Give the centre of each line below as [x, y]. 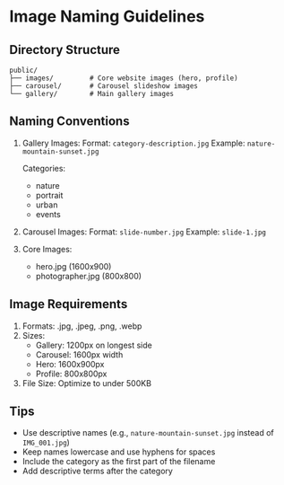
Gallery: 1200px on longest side [94, 345]
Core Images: [47, 249]
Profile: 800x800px [71, 374]
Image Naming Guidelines [107, 17]
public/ [24, 70]
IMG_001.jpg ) [46, 443]
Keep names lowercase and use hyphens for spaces [119, 452]
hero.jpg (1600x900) [73, 266]
